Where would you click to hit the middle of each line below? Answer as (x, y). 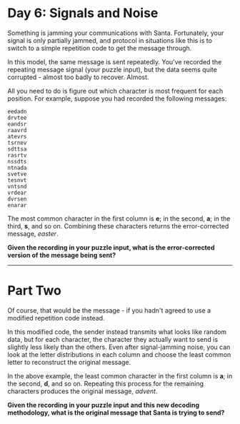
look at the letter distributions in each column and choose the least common (119, 354)
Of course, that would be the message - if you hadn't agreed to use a (109, 310)
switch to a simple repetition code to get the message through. (100, 48)
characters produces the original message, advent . (83, 391)
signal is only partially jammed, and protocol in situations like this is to (110, 40)
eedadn (17, 111)
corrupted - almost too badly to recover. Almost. (78, 77)
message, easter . (33, 233)
